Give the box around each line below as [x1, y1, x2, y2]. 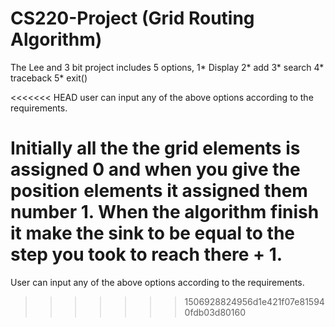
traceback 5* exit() [10, 72, 88, 84]
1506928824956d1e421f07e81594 [184, 295, 325, 307]
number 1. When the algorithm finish [10, 201, 320, 224]
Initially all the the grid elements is [10, 137, 301, 160]
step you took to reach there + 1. [10, 243, 283, 266]
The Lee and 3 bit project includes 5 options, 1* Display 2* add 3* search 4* [10, 61, 325, 73]
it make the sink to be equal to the [10, 222, 296, 245]
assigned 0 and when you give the [10, 158, 301, 181]
